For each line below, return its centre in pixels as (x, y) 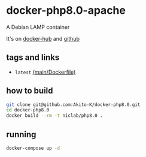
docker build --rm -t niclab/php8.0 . (54, 116)
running (21, 135)
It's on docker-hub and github (43, 38)
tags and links (33, 58)
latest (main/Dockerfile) (45, 72)
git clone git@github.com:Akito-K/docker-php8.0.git (73, 105)
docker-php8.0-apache (66, 10)
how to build (30, 91)
